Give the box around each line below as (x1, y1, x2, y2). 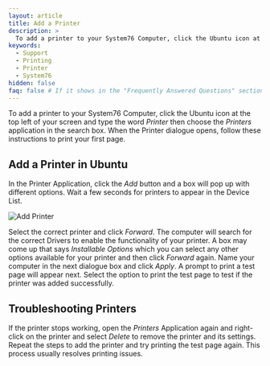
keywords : (8, 42, 42, 50)
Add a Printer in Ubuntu (8, 158, 129, 171)
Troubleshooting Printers (8, 302, 137, 315)
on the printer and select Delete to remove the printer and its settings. (25, 331, 256, 341)
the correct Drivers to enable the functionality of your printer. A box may (8, 236, 247, 245)
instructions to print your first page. (8, 134, 126, 144)
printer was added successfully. (8, 278, 114, 288)
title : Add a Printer (8, 19, 81, 27)
